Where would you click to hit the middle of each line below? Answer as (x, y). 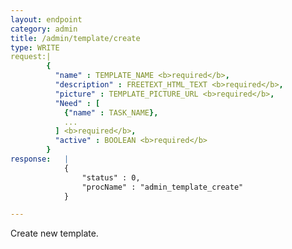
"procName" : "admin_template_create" (162, 187)
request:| (31, 57)
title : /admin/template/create (75, 38)
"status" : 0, (111, 177)
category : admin (44, 29)
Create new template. (54, 233)
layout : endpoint (46, 19)
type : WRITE (35, 47)
